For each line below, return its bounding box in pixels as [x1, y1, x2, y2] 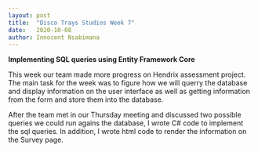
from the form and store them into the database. [8, 95, 164, 104]
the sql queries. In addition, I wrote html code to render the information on [8, 127, 247, 136]
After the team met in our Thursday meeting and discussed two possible [8, 110, 242, 120]
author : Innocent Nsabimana [8, 33, 100, 42]
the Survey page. [8, 135, 64, 145]
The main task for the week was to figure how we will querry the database [8, 78, 248, 88]
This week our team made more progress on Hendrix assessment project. [8, 70, 246, 79]
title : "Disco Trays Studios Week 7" [8, 19, 135, 27]
